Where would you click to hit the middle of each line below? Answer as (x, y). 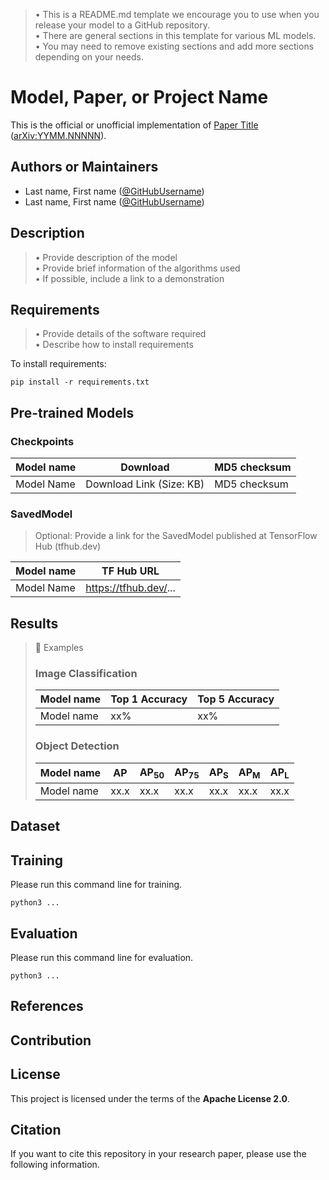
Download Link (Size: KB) (145, 484)
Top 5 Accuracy (236, 699)
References (47, 1006)
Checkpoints (42, 441)
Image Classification (86, 674)
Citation (36, 1129)
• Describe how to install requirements (114, 345)
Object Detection (77, 746)
